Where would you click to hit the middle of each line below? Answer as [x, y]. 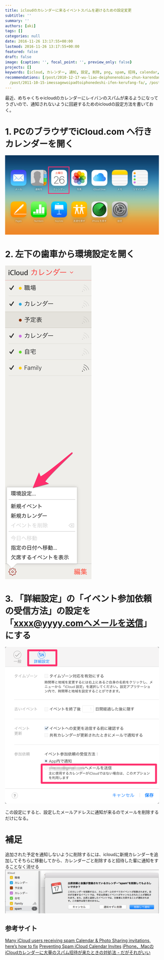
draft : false [18, 57]
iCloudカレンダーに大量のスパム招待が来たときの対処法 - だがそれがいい [78, 953]
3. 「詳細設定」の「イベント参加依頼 [79, 599]
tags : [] [14, 31]
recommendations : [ [25, 78]
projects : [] [18, 67]
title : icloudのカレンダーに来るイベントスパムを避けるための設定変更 [68, 10]
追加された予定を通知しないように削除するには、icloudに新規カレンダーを [80, 854]
